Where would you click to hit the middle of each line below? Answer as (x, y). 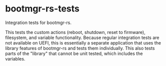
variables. (15, 58)
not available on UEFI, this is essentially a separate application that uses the (83, 42)
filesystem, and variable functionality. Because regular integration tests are (82, 37)
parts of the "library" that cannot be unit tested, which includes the (74, 53)
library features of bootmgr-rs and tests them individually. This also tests (80, 48)
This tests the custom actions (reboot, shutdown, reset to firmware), (75, 32)
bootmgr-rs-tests (42, 9)
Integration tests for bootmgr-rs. (38, 22)
